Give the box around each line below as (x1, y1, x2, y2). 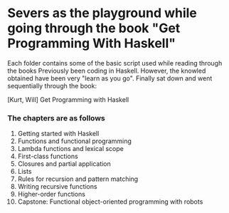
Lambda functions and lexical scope (17, 145, 124, 153)
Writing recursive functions (17, 182, 97, 191)
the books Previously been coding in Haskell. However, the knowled (7, 66, 206, 75)
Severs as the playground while (7, 5, 198, 21)
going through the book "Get (7, 20, 181, 36)
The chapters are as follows (7, 113, 105, 123)
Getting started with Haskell (17, 130, 100, 138)
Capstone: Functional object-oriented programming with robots (17, 197, 203, 206)
